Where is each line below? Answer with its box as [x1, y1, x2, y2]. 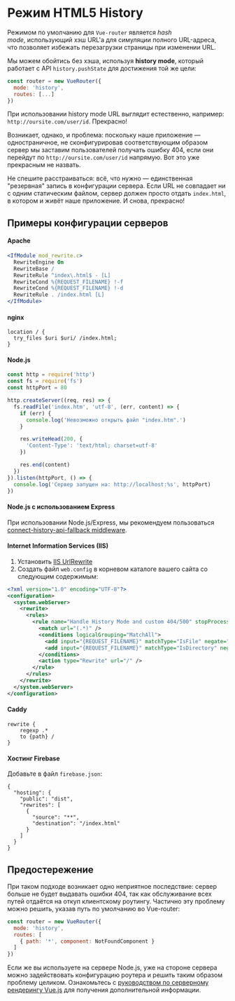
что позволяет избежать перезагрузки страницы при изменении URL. [7, 43, 216, 51]
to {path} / [20, 733, 55, 740]
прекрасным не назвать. [7, 161, 82, 169]
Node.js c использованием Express [7, 503, 115, 511]
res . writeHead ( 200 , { [20, 436, 83, 443]
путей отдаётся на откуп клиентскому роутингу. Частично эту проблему [7, 896, 225, 906]
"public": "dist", [20, 795, 73, 802]
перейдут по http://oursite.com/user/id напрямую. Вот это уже [7, 153, 200, 162]
